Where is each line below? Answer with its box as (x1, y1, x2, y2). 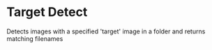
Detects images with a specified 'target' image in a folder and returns (6, 27, 206, 35)
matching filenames (6, 34, 63, 42)
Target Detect (6, 4, 88, 20)
